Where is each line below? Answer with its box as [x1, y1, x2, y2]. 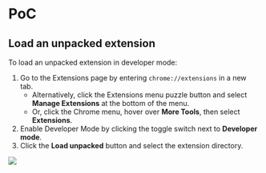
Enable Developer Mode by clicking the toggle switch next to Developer [19, 124, 258, 133]
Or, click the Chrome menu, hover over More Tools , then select [31, 107, 240, 116]
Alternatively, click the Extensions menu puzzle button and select [31, 90, 248, 100]
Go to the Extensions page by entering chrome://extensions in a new [19, 73, 247, 82]
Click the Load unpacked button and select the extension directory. [19, 141, 244, 150]
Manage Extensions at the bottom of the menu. [31, 99, 190, 108]
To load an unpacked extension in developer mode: [8, 57, 178, 67]
